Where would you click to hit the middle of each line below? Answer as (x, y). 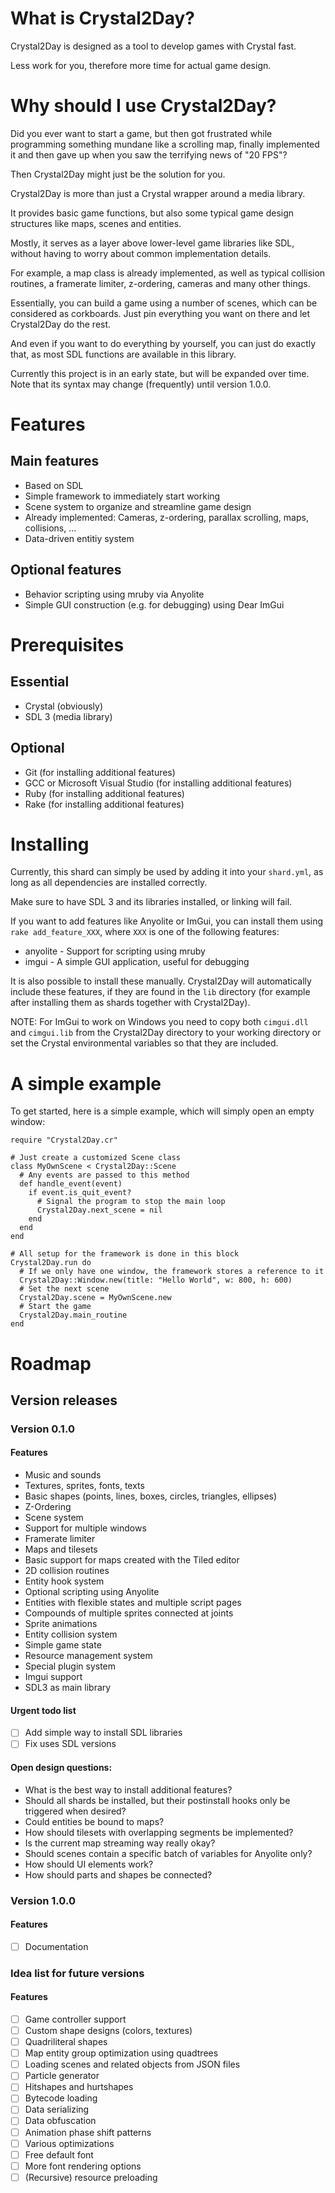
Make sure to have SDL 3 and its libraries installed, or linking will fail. (151, 902)
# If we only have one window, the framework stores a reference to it (172, 1272)
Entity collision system (71, 1634)
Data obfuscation (60, 2121)
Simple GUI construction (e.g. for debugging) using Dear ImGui (154, 604)
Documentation (56, 1946)
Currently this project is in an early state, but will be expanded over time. (160, 373)
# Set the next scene (64, 1289)
